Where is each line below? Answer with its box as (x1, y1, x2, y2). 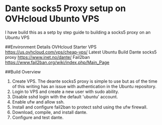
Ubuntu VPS (5, 35, 30, 40)
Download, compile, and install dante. (12, 109, 88, 115)
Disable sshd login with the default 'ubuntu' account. (12, 93, 118, 100)
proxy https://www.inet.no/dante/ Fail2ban (5, 54, 90, 60)
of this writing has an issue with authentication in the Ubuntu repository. (12, 83, 157, 89)
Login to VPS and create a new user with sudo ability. (12, 89, 119, 94)
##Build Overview (5, 69, 41, 74)
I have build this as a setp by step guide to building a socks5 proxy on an (5, 29, 151, 35)
